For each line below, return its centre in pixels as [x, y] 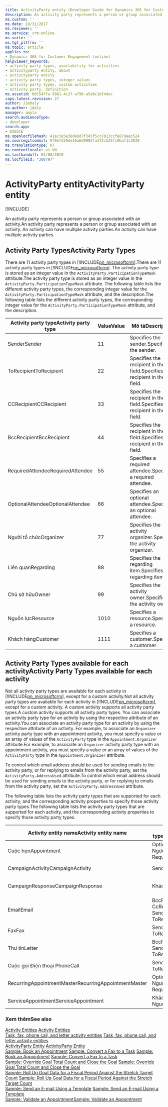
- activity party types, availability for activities [62, 66]
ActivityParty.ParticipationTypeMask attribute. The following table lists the [83, 284]
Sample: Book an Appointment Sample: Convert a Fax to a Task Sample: [79, 1051]
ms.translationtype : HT [30, 145]
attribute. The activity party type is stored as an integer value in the [74, 278]
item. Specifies [146, 571]
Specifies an [144, 491]
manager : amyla [21, 113]
